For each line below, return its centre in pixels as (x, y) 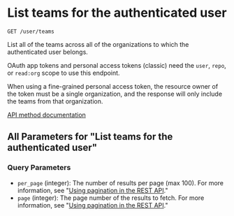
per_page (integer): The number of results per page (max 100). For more (120, 182)
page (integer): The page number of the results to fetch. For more (111, 198)
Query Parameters (39, 168)
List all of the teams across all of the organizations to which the (98, 44)
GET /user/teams (31, 31)
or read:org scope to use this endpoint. (64, 73)
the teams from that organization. (55, 101)
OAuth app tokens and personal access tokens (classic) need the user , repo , (117, 65)
